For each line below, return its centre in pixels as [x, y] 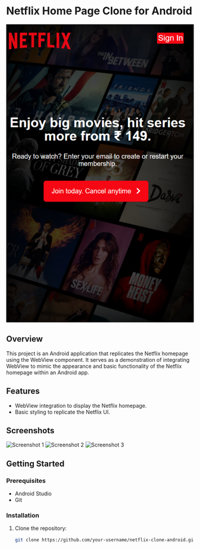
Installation [23, 515]
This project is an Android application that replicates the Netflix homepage [97, 353]
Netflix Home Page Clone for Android [99, 11]
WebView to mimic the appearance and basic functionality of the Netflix [94, 366]
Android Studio [33, 494]
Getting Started [35, 463]
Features [23, 391]
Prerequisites [26, 480]
